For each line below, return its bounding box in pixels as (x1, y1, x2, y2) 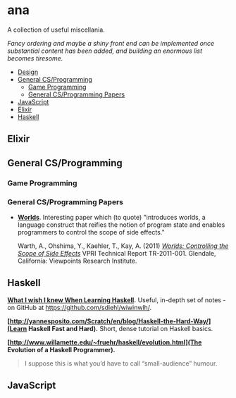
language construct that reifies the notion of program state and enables (17, 220, 225, 229)
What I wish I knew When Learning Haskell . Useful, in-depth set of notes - (7, 295, 226, 304)
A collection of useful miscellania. (7, 25, 106, 34)
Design (17, 68, 39, 76)
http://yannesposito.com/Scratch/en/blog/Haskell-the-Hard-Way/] (9, 316, 211, 325)
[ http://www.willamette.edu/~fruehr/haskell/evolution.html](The (7, 337, 202, 347)
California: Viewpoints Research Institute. (17, 256, 137, 265)
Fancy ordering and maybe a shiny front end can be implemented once (7, 39, 215, 47)
